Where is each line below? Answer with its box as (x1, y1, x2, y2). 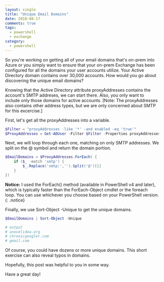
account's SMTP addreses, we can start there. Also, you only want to (5, 92, 144, 98)
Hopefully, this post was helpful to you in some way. (5, 262, 110, 268)
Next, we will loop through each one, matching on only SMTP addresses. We (5, 140, 159, 146)
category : (5, 39, 25, 44)
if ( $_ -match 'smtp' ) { (14, 159, 64, 164)
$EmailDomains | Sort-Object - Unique (5, 216, 82, 221)
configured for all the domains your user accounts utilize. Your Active (5, 67, 144, 73)
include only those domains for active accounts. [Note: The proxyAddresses (5, 97, 158, 103)
